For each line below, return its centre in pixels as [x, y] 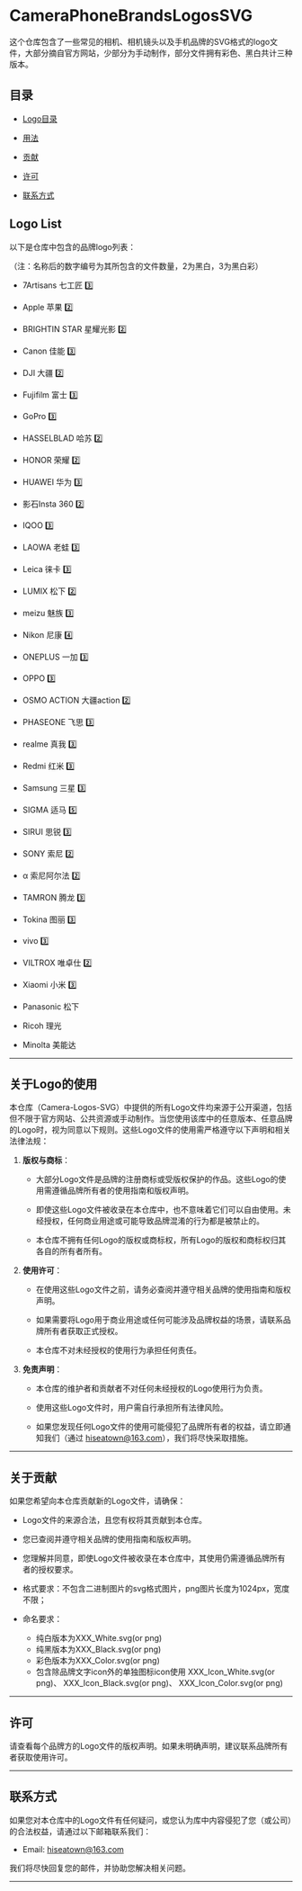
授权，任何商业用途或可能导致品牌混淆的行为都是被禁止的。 [154, 1221]
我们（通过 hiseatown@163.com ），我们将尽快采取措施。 [148, 1438]
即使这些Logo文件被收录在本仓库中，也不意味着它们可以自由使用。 [159, 1210]
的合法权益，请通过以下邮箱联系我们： [80, 1831]
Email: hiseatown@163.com [73, 1849]
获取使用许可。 [44, 1757]
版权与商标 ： [46, 1161]
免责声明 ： [42, 1369]
